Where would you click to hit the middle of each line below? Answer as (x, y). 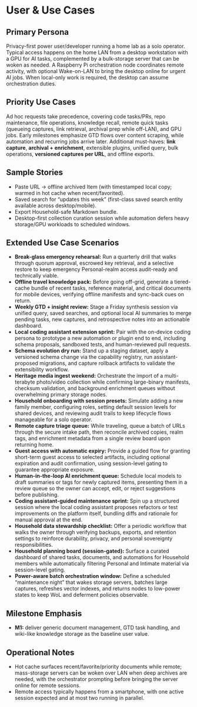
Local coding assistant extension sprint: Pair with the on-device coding (103, 332)
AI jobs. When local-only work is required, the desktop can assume (87, 77)
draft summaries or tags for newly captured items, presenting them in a (101, 482)
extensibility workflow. (42, 369)
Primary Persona (38, 32)
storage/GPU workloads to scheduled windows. (72, 224)
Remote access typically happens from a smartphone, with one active (99, 692)
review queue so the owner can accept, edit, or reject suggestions (95, 488)
